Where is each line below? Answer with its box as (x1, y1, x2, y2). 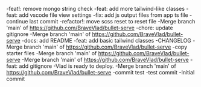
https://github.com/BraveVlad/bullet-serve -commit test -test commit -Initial (6, 69, 195, 76)
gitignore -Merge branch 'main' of (6, 31, 91, 38)
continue (6, 18, 28, 25)
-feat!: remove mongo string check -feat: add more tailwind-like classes (6, 5, 185, 12)
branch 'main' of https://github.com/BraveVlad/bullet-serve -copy (24, 43, 188, 50)
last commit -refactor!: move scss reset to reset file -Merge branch (29, 18, 196, 25)
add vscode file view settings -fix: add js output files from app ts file (19, 11, 188, 19)
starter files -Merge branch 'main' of (6, 50, 97, 56)
